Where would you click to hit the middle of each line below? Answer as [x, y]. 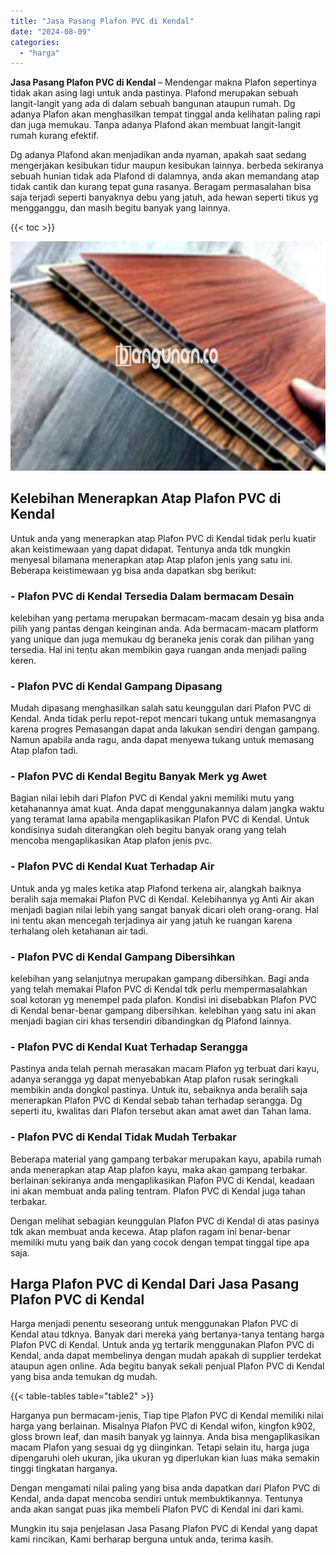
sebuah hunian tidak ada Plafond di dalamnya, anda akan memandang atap [165, 176]
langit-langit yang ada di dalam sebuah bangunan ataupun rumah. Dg [153, 104]
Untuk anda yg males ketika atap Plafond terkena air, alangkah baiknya [156, 888]
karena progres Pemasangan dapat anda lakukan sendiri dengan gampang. [165, 729]
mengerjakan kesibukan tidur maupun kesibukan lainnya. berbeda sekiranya [167, 166]
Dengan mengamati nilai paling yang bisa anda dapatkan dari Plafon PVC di [165, 1488]
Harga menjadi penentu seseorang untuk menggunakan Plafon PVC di [154, 1324]
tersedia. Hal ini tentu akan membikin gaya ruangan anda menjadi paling [158, 649]
